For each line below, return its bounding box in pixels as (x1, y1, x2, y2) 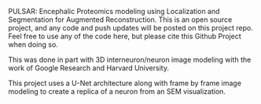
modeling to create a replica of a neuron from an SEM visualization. (8, 87, 226, 96)
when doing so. (8, 40, 59, 49)
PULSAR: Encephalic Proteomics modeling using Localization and (8, 7, 220, 16)
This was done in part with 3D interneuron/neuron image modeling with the (8, 55, 252, 64)
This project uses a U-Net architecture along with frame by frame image (8, 78, 242, 88)
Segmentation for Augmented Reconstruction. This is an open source (8, 15, 233, 24)
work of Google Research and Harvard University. (8, 63, 169, 73)
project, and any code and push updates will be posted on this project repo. (8, 23, 254, 32)
